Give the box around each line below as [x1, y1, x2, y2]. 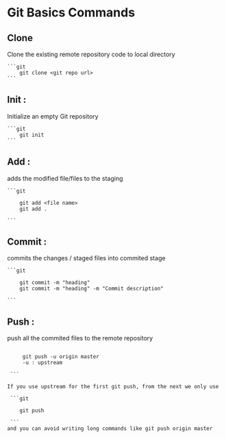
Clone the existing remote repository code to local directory [7, 50, 176, 58]
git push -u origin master [22, 353, 99, 360]
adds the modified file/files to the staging [7, 174, 123, 182]
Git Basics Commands [7, 5, 136, 21]
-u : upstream [22, 360, 63, 366]
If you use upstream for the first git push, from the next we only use [7, 384, 219, 390]
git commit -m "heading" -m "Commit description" [19, 286, 164, 292]
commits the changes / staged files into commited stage [7, 254, 166, 262]
